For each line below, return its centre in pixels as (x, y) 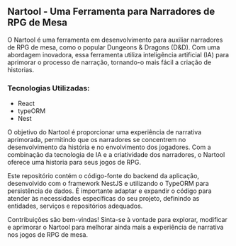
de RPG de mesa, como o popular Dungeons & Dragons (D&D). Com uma (114, 47)
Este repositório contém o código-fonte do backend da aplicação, (103, 176)
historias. (21, 69)
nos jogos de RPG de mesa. (48, 235)
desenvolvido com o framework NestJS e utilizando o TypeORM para (108, 184)
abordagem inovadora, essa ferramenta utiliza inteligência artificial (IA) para (118, 54)
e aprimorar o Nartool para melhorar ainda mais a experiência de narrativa (116, 227)
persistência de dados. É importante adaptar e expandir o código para (109, 191)
